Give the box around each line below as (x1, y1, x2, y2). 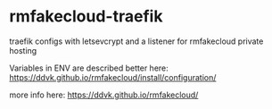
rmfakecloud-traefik (9, 6, 163, 27)
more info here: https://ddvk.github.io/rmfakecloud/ (9, 89, 199, 100)
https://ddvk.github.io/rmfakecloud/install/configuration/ (9, 71, 217, 82)
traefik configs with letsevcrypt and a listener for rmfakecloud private (9, 36, 264, 46)
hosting (9, 45, 37, 55)
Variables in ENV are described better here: (9, 63, 169, 73)
